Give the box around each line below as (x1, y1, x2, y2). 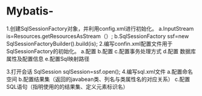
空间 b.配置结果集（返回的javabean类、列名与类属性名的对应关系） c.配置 (6, 75, 190, 83)
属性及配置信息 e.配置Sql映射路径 (6, 55, 90, 62)
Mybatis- (6, 4, 54, 18)
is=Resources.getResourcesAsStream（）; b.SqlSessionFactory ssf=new (6, 32, 189, 40)
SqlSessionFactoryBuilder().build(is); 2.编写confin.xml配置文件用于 (6, 40, 173, 47)
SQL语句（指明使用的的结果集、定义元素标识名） (6, 83, 129, 90)
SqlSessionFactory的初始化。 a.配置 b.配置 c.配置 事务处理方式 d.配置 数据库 (6, 47, 196, 55)
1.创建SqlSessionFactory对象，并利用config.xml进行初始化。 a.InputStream (6, 25, 194, 32)
